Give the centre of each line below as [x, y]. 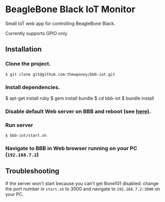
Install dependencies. [33, 87]
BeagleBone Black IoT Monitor [70, 9]
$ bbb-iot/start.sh [26, 136]
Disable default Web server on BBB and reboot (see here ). [78, 111]
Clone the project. [28, 64]
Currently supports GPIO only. [37, 33]
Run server [19, 125]
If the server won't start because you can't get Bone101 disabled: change [82, 183]
